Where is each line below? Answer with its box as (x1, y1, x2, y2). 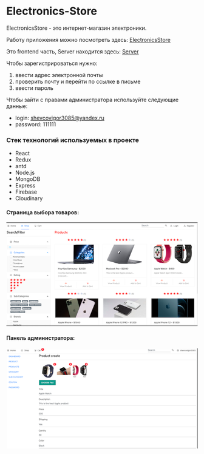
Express (15, 182, 36, 189)
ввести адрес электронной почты (15, 71, 103, 78)
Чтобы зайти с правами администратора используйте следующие (6, 96, 179, 103)
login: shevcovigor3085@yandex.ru (15, 114, 105, 121)
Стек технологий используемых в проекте (6, 135, 140, 144)
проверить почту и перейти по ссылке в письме (15, 78, 141, 85)
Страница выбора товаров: (6, 208, 80, 216)
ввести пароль (15, 84, 53, 92)
